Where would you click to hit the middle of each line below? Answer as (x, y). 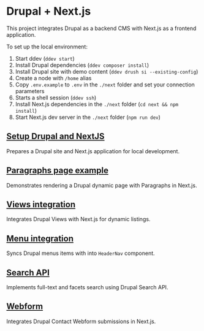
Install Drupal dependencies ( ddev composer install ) (82, 65)
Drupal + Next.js (49, 11)
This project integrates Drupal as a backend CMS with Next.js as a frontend (101, 28)
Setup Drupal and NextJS (56, 136)
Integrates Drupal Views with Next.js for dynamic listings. (78, 219)
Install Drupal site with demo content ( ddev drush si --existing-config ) (107, 71)
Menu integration (40, 238)
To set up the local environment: (47, 47)
